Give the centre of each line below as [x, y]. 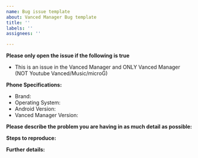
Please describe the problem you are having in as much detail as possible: [99, 127]
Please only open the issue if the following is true [68, 56]
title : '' [18, 22]
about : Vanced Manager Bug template [51, 17]
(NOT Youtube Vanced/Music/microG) [61, 73]
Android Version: [35, 109]
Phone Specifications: [34, 85]
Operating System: [38, 103]
